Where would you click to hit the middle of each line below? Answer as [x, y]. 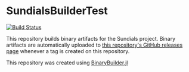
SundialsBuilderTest [57, 11]
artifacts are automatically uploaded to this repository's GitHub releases [94, 45]
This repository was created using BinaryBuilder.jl [67, 63]
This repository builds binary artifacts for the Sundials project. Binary [91, 38]
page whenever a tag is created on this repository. [68, 51]
